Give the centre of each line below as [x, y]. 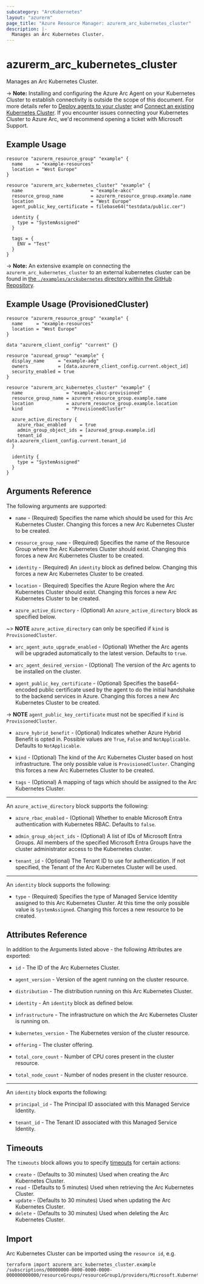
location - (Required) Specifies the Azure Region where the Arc [95, 585]
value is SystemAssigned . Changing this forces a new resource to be [99, 909]
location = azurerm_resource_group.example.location [95, 403]
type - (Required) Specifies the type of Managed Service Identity [96, 896]
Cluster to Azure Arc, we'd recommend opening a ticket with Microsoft [94, 119]
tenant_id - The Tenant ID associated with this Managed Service [96, 1122]
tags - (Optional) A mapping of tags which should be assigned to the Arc [106, 782]
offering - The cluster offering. [54, 1045]
